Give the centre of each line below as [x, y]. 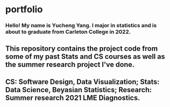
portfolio [24, 9]
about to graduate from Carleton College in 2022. [68, 32]
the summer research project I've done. [70, 64]
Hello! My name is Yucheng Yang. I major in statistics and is [81, 26]
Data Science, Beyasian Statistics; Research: [79, 90]
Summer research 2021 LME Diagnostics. [73, 98]
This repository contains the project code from [82, 48]
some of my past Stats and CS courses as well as [85, 57]
